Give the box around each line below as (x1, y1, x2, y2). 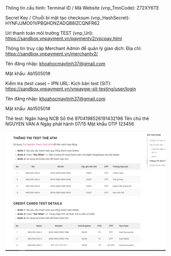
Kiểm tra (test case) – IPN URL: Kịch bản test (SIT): (5, 81, 112, 86)
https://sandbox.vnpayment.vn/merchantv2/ (5, 51, 98, 57)
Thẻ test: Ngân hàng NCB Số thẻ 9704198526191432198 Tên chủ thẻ (5, 115, 149, 121)
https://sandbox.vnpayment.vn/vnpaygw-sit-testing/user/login (5, 86, 136, 92)
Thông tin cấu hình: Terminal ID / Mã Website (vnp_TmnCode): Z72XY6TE (5, 5, 159, 11)
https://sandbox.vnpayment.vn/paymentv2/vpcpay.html (5, 36, 122, 41)
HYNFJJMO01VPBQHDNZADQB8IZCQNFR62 (5, 20, 100, 26)
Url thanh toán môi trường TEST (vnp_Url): (5, 30, 94, 36)
